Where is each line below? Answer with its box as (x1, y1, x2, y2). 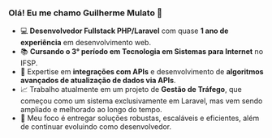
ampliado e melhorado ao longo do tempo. (19, 105, 162, 115)
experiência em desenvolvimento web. (19, 38, 152, 48)
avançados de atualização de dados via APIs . (19, 76, 176, 86)
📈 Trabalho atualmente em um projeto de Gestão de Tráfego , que (19, 85, 242, 94)
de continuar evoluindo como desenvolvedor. (19, 122, 172, 132)
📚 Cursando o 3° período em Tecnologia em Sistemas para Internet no (19, 47, 264, 56)
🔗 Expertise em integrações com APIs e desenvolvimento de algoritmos (19, 67, 264, 77)
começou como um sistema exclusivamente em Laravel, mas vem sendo (19, 96, 263, 106)
